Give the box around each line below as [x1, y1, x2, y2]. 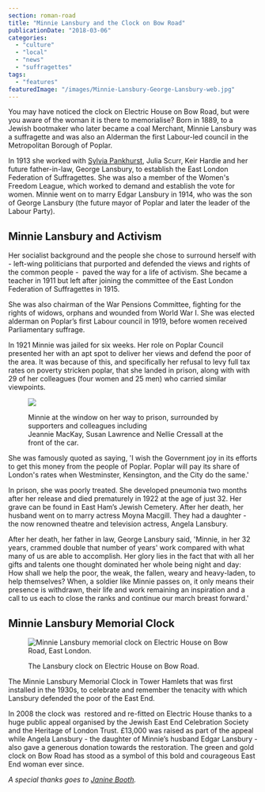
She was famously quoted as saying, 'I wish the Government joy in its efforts [8, 453, 258, 463]
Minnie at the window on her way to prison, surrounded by [28, 413, 219, 423]
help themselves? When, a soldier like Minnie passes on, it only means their [8, 576, 255, 587]
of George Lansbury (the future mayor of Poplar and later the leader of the [8, 198, 251, 208]
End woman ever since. [8, 759, 85, 769]
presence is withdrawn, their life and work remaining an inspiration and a [8, 585, 245, 595]
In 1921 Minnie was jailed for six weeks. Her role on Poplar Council [8, 340, 224, 350]
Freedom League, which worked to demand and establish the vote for [8, 182, 235, 191]
